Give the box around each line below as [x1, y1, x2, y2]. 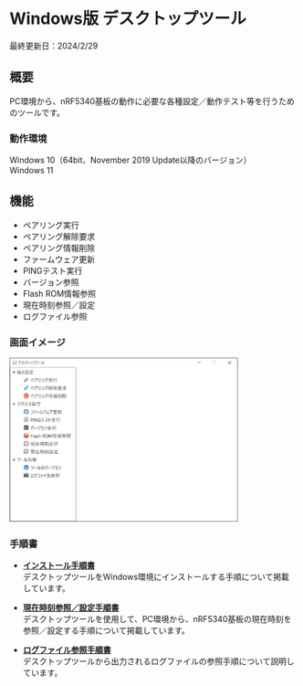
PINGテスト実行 [22, 265, 83, 276]
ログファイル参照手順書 [22, 645, 111, 656]
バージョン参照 [22, 276, 79, 288]
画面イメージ [9, 335, 66, 348]
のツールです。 [9, 107, 66, 118]
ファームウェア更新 [22, 253, 96, 265]
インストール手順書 [22, 560, 96, 571]
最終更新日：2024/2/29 [9, 40, 99, 51]
